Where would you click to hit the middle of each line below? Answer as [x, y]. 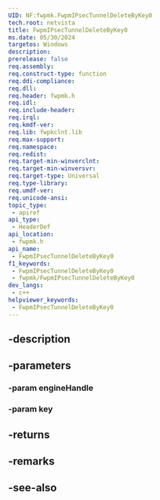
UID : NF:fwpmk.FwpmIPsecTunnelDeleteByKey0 [80, 15]
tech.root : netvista [42, 23]
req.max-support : [36, 139]
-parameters [40, 366]
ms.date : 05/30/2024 [42, 37]
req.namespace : [33, 147]
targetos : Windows [38, 45]
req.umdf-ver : [31, 190]
